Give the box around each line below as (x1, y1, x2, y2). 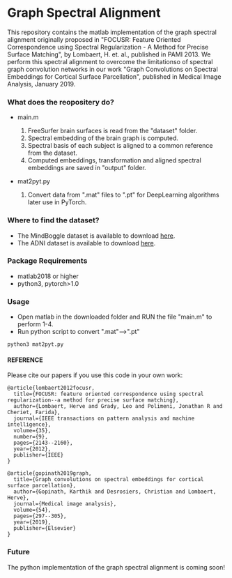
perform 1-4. (17, 320, 54, 328)
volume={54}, (13, 507, 52, 514)
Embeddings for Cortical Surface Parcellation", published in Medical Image (7, 72, 222, 81)
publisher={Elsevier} (13, 525, 77, 532)
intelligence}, (7, 421, 52, 428)
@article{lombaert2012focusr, (7, 385, 95, 392)
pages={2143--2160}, (13, 439, 73, 447)
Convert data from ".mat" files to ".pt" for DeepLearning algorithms (27, 190, 219, 199)
